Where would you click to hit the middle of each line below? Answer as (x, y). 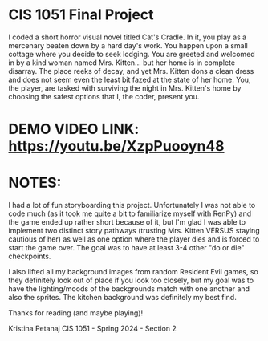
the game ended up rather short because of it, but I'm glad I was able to (127, 222)
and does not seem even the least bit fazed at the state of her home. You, (130, 79)
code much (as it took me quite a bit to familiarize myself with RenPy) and (130, 213)
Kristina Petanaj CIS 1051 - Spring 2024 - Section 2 (92, 329)
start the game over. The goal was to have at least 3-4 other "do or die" (126, 248)
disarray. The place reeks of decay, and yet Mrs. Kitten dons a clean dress (131, 71)
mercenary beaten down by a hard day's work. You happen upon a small (128, 45)
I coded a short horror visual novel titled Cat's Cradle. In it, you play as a (128, 37)
